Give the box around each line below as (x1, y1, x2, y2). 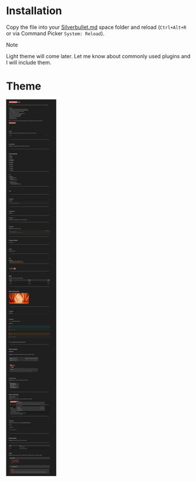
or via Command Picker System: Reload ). (6, 29, 105, 36)
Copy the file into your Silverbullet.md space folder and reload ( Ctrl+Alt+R (6, 24, 187, 31)
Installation (6, 4, 62, 18)
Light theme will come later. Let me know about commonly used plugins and (6, 52, 191, 59)
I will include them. (6, 59, 52, 66)
